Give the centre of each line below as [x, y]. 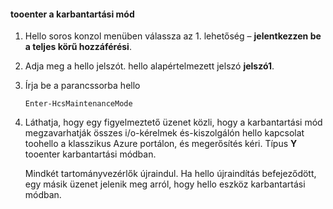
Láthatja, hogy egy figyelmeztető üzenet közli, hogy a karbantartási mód [173, 122]
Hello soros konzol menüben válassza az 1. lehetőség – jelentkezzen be [173, 36]
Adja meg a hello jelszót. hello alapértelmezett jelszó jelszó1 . [149, 66]
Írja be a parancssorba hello [82, 86]
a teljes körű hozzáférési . [78, 47]
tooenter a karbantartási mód [72, 14]
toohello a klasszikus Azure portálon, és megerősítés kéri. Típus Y [161, 144]
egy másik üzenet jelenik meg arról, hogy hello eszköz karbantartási [165, 184]
